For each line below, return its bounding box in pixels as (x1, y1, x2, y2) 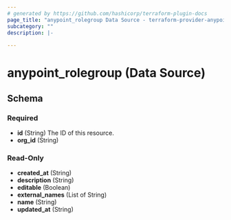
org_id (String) (16, 136, 59, 144)
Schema (7, 92, 43, 104)
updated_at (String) (16, 206, 74, 214)
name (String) (16, 198, 57, 206)
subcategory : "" (7, 23, 54, 30)
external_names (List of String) (16, 190, 107, 199)
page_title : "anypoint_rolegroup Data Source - (7, 16, 146, 23)
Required (7, 113, 38, 122)
